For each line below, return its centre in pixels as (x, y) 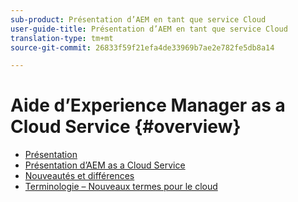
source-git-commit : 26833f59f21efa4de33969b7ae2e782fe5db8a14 (142, 47)
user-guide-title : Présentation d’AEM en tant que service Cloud (149, 29)
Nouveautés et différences (79, 176)
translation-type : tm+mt (62, 38)
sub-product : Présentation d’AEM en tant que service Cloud (138, 19)
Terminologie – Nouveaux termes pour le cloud (121, 187)
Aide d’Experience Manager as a (148, 105)
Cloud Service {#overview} (126, 127)
